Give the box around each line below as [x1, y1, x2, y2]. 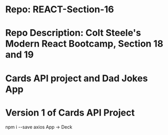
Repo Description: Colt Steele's [5, 27, 141, 39]
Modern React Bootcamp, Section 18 [5, 38, 163, 50]
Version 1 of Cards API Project [5, 107, 135, 119]
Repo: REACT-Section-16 [5, 4, 114, 15]
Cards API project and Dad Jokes [5, 72, 148, 84]
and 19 [5, 49, 34, 61]
